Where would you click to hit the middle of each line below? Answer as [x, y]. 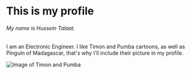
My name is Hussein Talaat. [41, 28]
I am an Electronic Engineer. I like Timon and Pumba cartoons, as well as [95, 47]
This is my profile [50, 11]
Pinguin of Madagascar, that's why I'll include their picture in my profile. [95, 53]
